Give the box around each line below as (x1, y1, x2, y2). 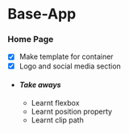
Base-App (7, 5, 77, 23)
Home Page (7, 34, 54, 45)
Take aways (19, 80, 61, 89)
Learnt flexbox (31, 98, 80, 107)
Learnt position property (31, 106, 113, 116)
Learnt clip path (31, 114, 84, 125)
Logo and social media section (19, 61, 122, 71)
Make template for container (19, 52, 114, 61)
